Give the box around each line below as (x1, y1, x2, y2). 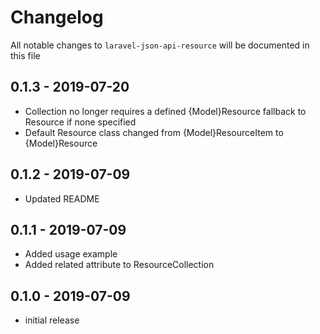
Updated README (24, 192, 100, 205)
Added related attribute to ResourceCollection (24, 259, 215, 271)
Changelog (10, 6, 104, 29)
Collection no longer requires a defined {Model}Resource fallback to (24, 105, 307, 117)
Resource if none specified (24, 116, 137, 128)
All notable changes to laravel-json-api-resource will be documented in (10, 39, 310, 51)
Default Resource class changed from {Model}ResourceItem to (24, 126, 284, 138)
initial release (24, 314, 80, 326)
